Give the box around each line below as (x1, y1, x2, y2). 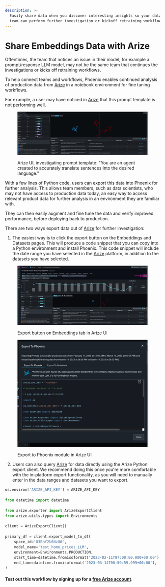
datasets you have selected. (12, 256, 70, 262)
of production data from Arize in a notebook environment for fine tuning (5, 82, 150, 88)
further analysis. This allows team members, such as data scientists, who (5, 185, 153, 191)
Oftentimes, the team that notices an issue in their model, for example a (5, 57, 150, 63)
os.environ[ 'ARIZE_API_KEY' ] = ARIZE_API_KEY (5, 487, 100, 492)
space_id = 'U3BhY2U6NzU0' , (14, 540, 67, 545)
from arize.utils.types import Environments (5, 513, 98, 518)
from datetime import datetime (5, 498, 69, 503)
